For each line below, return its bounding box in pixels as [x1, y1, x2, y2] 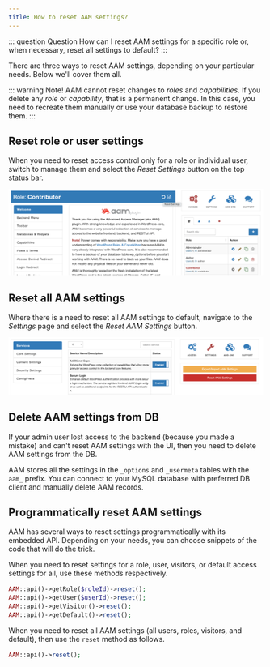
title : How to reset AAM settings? [8, 13, 129, 21]
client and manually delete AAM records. [8, 482, 144, 492]
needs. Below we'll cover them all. [8, 69, 122, 79]
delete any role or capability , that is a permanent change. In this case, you [8, 93, 256, 103]
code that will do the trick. [8, 544, 95, 554]
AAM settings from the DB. [8, 449, 98, 459]
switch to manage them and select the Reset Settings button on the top [8, 165, 245, 174]
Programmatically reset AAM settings [8, 505, 203, 519]
